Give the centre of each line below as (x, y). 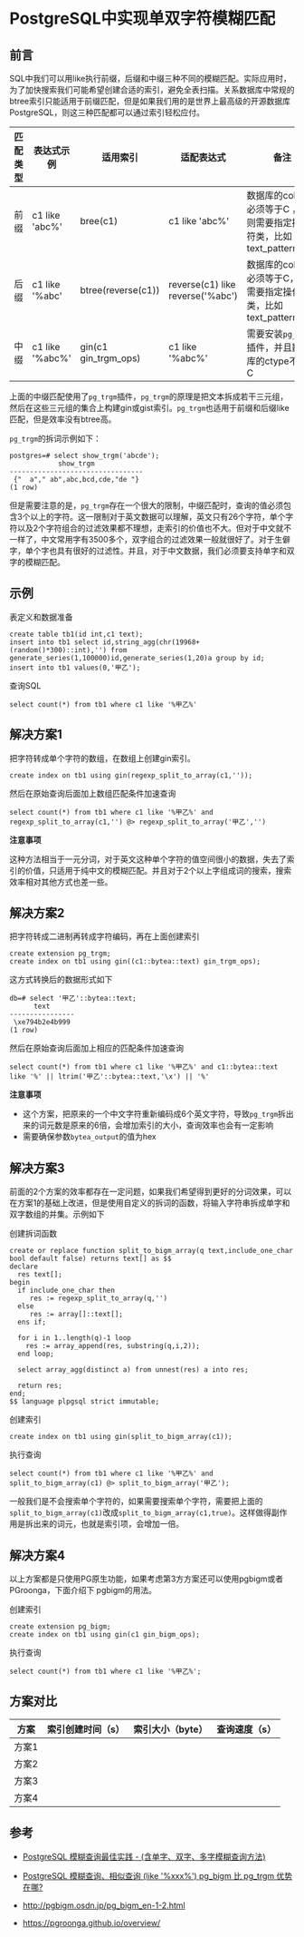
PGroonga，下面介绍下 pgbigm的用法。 (83, 1590)
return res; (40, 1386)
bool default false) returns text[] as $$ (90, 1259)
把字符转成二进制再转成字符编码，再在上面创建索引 (104, 936)
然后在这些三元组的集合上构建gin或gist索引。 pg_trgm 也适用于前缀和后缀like (149, 408)
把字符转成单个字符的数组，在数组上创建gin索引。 (103, 758)
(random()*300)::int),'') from (68, 650)
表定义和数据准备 (41, 617)
